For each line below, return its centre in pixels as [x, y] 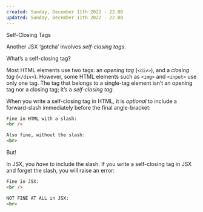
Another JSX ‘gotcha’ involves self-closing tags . [66, 47]
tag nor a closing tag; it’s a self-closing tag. [60, 89]
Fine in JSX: [23, 182]
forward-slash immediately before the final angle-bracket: [78, 107]
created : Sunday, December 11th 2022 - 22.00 [65, 12]
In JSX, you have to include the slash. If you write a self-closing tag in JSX [99, 164]
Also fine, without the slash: [46, 135]
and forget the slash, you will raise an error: [61, 171]
